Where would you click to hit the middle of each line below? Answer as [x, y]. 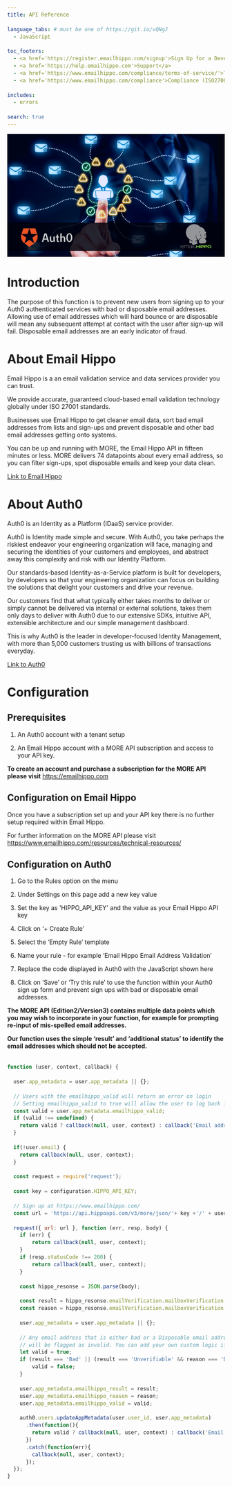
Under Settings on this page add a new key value [87, 895]
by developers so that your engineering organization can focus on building [113, 579]
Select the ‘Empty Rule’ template [63, 942]
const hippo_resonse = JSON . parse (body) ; [80, 1286]
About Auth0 [45, 504]
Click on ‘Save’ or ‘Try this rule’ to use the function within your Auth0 [115, 982]
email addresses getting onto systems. [62, 435]
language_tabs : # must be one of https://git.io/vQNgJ [88, 29]
